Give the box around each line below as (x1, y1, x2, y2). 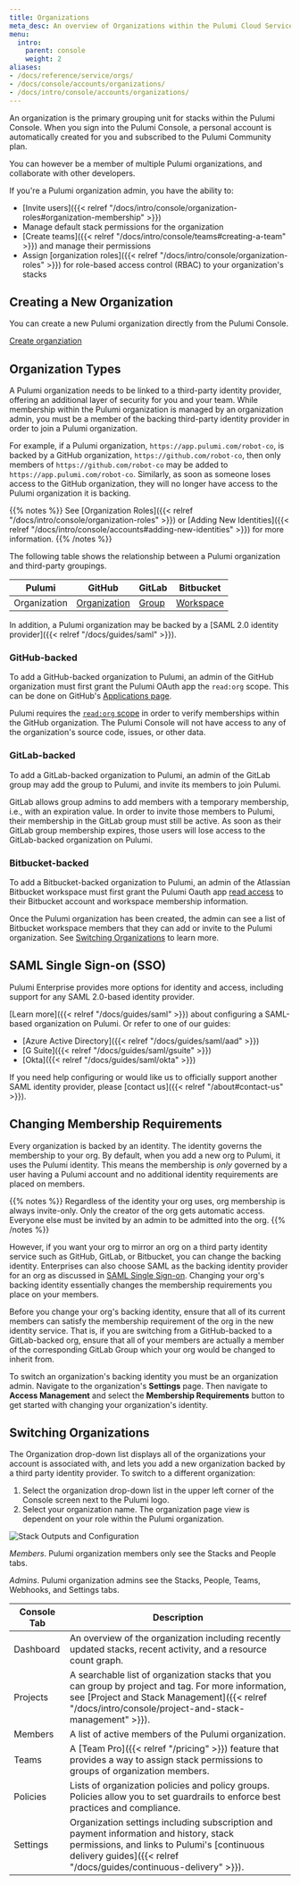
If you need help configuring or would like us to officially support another (9, 1071, 278, 1082)
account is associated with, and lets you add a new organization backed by (9, 1458, 286, 1470)
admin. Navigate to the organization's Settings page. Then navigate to (9, 1380, 268, 1391)
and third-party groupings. (9, 560, 107, 572)
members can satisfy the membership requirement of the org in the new (9, 1315, 274, 1327)
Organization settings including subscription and (70, 1816, 273, 1829)
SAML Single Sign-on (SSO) (9, 958, 167, 974)
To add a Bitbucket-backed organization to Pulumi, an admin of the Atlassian (9, 877, 291, 888)
